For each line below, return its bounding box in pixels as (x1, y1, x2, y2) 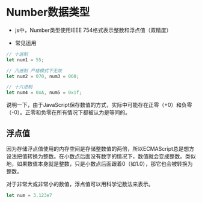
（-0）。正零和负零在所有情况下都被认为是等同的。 (6, 109, 131, 116)
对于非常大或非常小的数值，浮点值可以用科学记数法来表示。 (6, 181, 154, 187)
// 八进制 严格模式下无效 (6, 67, 62, 74)
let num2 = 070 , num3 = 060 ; (6, 73, 79, 79)
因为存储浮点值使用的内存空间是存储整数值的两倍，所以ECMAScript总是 (6, 145, 184, 152)
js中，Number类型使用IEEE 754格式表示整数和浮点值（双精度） (14, 26, 172, 34)
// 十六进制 (6, 84, 33, 90)
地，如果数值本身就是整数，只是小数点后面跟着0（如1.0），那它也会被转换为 (6, 160, 194, 167)
